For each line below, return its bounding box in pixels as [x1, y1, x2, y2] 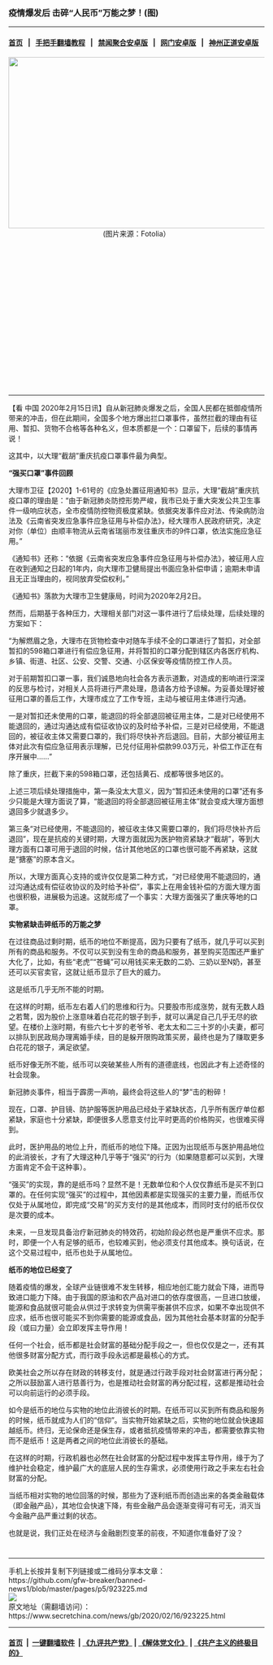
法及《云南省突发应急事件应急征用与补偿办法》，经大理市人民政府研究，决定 [8, 515, 262, 525]
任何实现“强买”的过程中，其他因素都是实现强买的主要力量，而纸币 [36, 1189, 258, 1199]
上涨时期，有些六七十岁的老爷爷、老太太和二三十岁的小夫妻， [43, 1022, 250, 1032]
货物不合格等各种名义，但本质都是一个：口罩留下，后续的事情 [43, 423, 250, 433]
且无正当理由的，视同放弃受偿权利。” [8, 573, 130, 583]
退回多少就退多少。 [8, 806, 73, 816]
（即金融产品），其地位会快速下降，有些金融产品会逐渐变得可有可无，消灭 [8, 1500, 254, 1510]
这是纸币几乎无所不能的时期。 [8, 984, 108, 993]
